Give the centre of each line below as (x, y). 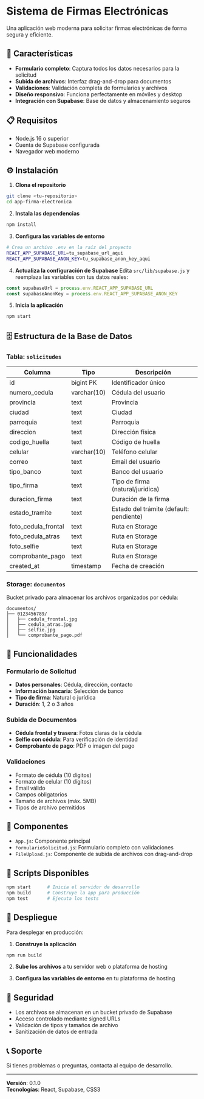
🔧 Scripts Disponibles (48, 873)
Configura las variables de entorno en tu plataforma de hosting (95, 978)
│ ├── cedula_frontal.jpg (42, 619)
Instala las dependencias (47, 214)
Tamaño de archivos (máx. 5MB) (56, 801)
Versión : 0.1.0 (24, 1083)
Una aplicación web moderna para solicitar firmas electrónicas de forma (97, 28)
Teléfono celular (134, 452)
